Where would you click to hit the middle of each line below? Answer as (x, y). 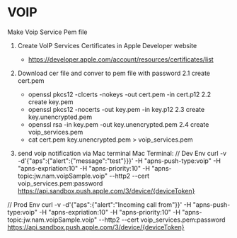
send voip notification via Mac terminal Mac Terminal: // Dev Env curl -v (122, 153)
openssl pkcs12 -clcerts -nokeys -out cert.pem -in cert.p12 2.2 (119, 94)
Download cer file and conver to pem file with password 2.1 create (114, 73)
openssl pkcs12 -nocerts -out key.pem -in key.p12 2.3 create (116, 109)
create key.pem (51, 102)
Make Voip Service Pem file (47, 32)
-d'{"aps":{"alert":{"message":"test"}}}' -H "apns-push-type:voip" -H (119, 161)
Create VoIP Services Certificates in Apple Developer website (107, 45)
